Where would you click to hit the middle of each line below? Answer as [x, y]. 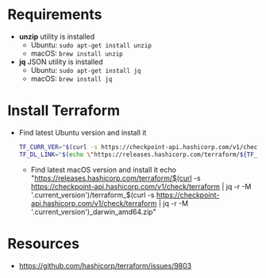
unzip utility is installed [57, 36]
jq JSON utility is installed [61, 62]
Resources [44, 244]
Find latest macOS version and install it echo [103, 169]
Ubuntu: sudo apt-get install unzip [91, 44]
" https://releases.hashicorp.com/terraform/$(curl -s [116, 178]
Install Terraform [64, 110]
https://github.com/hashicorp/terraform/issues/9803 [105, 265]
